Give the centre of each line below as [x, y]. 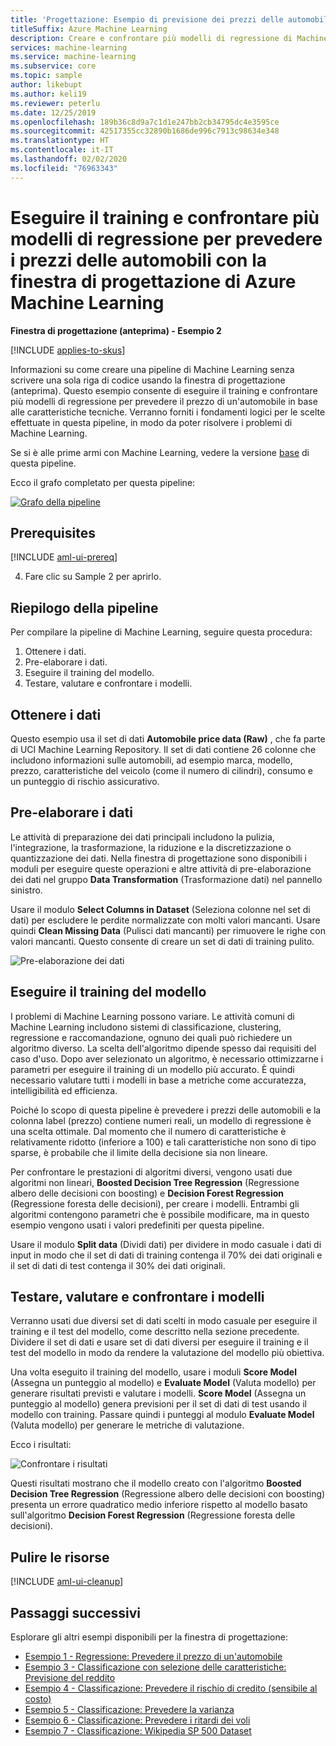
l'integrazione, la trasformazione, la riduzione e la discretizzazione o [151, 847]
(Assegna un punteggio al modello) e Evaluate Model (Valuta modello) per [163, 1383]
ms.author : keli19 [48, 94]
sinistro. [26, 890]
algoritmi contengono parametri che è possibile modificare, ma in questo [160, 1214]
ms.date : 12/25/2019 [53, 112]
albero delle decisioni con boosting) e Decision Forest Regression [147, 1193]
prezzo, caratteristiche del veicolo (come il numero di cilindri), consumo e [162, 770]
